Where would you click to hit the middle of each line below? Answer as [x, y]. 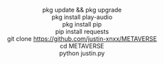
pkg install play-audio [82, 17]
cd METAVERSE [82, 46]
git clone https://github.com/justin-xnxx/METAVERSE [82, 39]
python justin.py [82, 53]
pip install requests [82, 31]
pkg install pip [82, 24]
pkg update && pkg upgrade [82, 10]
